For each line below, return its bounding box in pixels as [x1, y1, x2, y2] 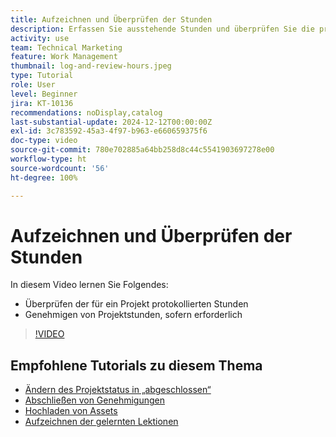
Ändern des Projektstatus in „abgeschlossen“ [24, 384, 212, 396]
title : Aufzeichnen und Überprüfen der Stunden [10, 14, 213, 25]
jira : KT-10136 [10, 98, 74, 108]
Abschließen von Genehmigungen [24, 394, 165, 406]
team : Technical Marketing [10, 42, 123, 53]
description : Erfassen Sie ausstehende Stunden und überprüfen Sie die [10, 24, 315, 34]
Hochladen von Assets [24, 405, 118, 417]
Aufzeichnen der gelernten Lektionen [24, 416, 179, 428]
